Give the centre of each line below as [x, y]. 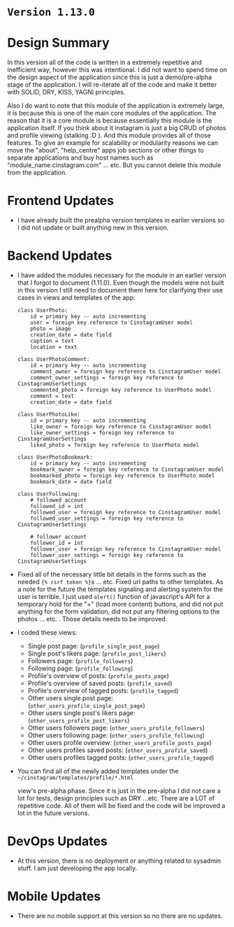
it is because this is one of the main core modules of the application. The [112, 113]
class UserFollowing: [49, 494]
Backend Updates [60, 256]
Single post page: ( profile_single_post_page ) [94, 646]
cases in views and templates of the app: [76, 297]
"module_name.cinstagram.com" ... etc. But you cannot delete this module [114, 165]
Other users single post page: [71, 698]
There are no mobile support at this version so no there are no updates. [120, 916]
